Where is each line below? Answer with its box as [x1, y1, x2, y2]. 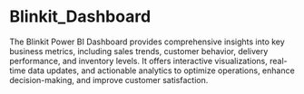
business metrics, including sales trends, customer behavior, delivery [9, 45, 269, 56]
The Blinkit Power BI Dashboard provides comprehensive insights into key [9, 36, 286, 47]
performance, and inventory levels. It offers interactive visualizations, [9, 55, 268, 66]
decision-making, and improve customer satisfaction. [9, 74, 209, 85]
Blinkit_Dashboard [9, 6, 152, 27]
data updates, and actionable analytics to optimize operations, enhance [27, 65, 295, 76]
